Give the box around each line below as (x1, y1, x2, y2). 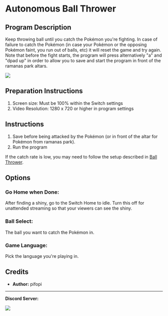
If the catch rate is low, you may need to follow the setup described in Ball (5, 153, 157, 160)
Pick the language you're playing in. (5, 253, 79, 259)
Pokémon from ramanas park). (12, 138, 75, 144)
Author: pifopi (12, 281, 42, 287)
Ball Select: (5, 218, 33, 225)
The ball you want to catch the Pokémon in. (5, 229, 94, 235)
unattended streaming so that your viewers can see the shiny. (5, 205, 132, 211)
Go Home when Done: (5, 189, 59, 196)
